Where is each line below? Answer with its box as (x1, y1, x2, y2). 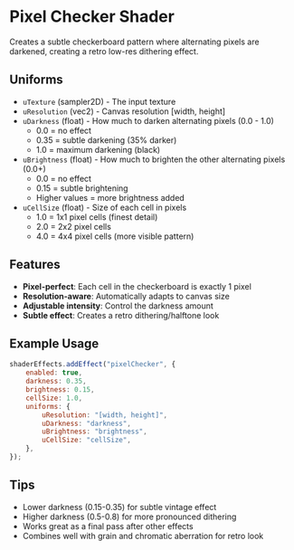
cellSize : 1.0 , (25, 394, 83, 403)
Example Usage (9, 336, 100, 351)
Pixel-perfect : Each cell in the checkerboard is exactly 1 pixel (22, 280, 251, 291)
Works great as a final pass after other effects (22, 520, 194, 531)
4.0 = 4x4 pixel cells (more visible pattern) (35, 231, 194, 242)
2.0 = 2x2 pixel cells (35, 221, 111, 232)
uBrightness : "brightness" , (42, 427, 147, 436)
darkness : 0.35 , (25, 377, 88, 386)
